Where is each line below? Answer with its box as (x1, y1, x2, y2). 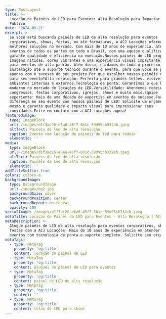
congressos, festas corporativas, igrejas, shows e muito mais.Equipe (9, 90, 158, 95)
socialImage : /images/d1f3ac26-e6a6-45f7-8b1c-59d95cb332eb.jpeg (5, 210, 142, 215)
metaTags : (5, 237, 26, 242)
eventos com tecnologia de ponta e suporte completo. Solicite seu (9, 232, 152, 237)
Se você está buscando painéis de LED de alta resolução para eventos (9, 35, 158, 40)
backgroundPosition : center (9, 196, 68, 201)
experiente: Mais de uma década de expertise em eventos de (9, 94, 136, 99)
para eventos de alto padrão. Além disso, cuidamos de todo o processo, (9, 62, 163, 67)
